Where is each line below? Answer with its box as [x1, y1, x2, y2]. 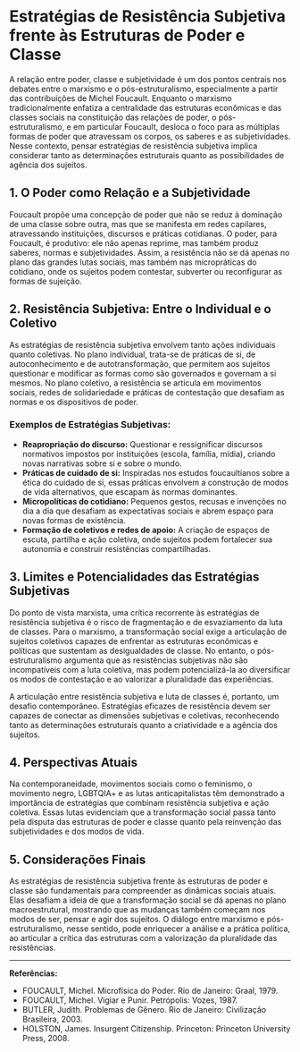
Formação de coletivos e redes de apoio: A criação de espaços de [21, 524, 271, 535]
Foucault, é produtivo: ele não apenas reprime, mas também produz [9, 237, 259, 248]
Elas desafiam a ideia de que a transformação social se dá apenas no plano [9, 895, 287, 905]
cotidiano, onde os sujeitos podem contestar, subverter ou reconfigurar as [9, 266, 283, 276]
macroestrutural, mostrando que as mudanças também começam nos [9, 904, 266, 915]
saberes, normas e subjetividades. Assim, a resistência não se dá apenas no [9, 247, 290, 258]
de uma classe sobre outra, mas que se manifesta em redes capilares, [9, 218, 267, 229]
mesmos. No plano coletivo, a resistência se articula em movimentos [9, 378, 262, 388]
